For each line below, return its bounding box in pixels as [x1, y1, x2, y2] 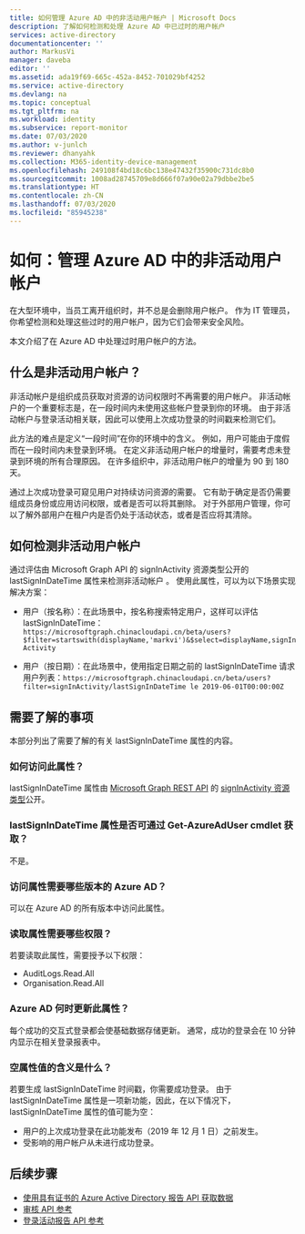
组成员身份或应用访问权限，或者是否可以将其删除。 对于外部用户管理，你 [9, 497, 283, 508]
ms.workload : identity [9, 115, 96, 124]
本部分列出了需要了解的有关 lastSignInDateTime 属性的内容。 [9, 735, 239, 747]
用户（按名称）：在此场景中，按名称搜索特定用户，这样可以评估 [22, 607, 259, 617]
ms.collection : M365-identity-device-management [9, 157, 198, 167]
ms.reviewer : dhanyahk [9, 148, 96, 158]
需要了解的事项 [9, 709, 94, 725]
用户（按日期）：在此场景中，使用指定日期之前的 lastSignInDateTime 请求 [22, 661, 296, 672]
